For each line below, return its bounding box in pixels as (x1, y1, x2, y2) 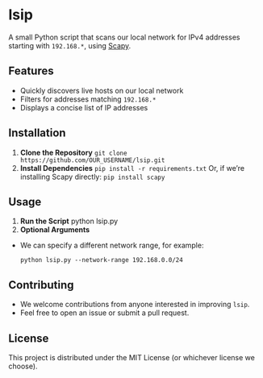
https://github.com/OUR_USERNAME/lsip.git (19, 156, 165, 164)
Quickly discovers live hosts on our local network (19, 85, 184, 95)
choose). (8, 361, 38, 371)
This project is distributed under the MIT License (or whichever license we (8, 353, 256, 362)
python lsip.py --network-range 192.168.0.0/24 (19, 256, 183, 264)
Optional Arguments (19, 225, 90, 235)
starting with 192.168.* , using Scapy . (8, 40, 131, 50)
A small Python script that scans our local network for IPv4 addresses (8, 32, 240, 42)
